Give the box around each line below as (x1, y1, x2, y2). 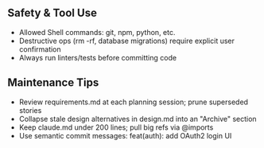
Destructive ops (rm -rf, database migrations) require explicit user (18, 36, 235, 45)
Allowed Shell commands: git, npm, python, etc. (18, 27, 176, 37)
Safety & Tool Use (7, 6, 97, 20)
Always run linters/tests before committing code (18, 53, 177, 62)
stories (18, 105, 42, 115)
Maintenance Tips (7, 76, 99, 90)
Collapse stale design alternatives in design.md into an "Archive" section (18, 114, 257, 123)
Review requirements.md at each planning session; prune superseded (18, 97, 248, 107)
